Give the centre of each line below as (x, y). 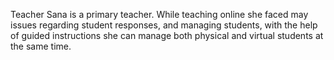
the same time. (41, 46)
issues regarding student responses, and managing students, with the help (164, 25)
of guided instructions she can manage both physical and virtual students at (167, 35)
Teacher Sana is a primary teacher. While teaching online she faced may (159, 14)
